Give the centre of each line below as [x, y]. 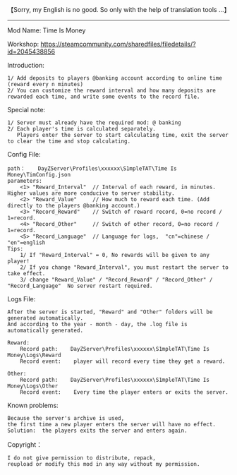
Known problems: [33, 405]
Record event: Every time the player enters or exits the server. [124, 392]
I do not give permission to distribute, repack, [82, 458]
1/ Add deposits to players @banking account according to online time [115, 78]
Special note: [26, 110]
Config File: [24, 154]
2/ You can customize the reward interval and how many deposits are [112, 90]
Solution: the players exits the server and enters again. [98, 431]
